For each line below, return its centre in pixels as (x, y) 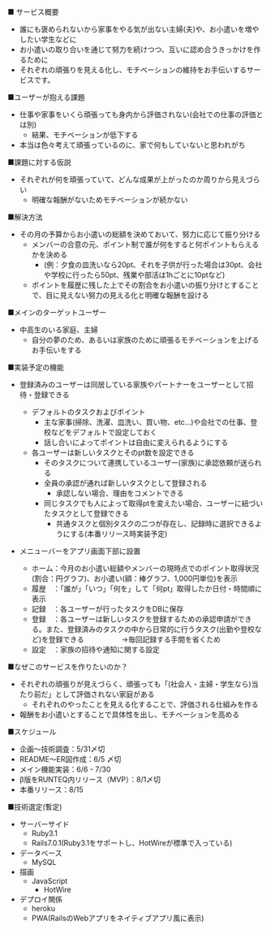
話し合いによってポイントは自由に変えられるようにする (136, 442)
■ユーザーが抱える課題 (47, 97)
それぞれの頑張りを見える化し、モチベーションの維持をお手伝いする (133, 70)
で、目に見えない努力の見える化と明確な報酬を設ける (120, 295)
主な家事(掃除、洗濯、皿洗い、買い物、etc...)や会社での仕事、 (147, 422)
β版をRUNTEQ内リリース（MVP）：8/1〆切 (90, 779)
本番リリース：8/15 (51, 789)
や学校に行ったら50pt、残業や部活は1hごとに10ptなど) (134, 275)
